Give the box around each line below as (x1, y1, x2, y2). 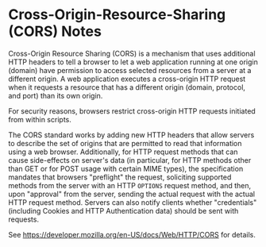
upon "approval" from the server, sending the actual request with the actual (8, 189, 256, 199)
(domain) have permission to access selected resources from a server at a (8, 65, 252, 75)
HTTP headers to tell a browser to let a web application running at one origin (8, 57, 258, 67)
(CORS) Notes (8, 22, 102, 41)
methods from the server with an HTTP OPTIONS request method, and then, (8, 180, 252, 190)
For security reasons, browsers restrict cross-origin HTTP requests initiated (8, 106, 256, 116)
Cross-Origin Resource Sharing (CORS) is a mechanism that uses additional (8, 48, 256, 58)
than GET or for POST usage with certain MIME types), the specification (8, 164, 244, 173)
